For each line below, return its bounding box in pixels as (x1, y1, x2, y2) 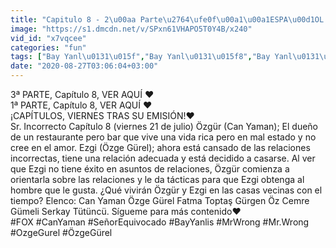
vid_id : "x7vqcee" (10, 33, 87, 43)
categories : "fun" (10, 42, 87, 53)
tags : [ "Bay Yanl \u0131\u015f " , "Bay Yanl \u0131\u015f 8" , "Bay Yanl (10, 52, 293, 62)
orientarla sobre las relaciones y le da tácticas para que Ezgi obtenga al (10, 174, 305, 185)
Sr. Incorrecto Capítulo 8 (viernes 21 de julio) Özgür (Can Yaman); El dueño (10, 121, 318, 132)
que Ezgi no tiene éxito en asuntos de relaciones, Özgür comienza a (10, 163, 290, 175)
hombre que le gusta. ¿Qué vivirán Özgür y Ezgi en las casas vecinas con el (10, 184, 323, 196)
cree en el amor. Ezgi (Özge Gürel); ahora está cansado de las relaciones (10, 142, 311, 153)
